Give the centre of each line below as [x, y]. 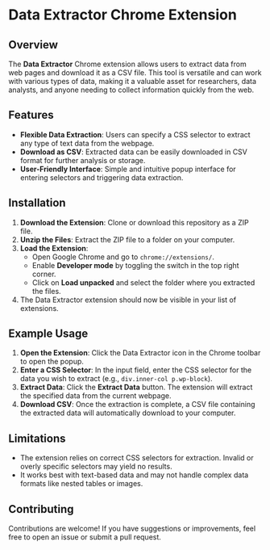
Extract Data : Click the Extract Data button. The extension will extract [136, 387]
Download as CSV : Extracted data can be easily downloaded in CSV [133, 152]
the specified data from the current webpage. [96, 396]
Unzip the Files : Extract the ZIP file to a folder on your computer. [127, 239]
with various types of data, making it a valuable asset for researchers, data [132, 81]
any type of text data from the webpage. [87, 143]
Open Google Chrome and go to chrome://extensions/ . [123, 257]
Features [31, 115]
